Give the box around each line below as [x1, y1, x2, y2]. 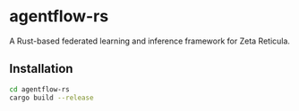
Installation [9, 61, 73, 76]
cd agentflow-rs [9, 84, 70, 94]
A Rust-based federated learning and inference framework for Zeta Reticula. [9, 36, 291, 46]
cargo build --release [9, 93, 94, 102]
